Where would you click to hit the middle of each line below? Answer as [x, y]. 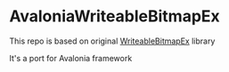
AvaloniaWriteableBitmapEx [114, 16]
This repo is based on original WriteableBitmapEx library [112, 41]
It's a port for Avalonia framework [71, 58]
